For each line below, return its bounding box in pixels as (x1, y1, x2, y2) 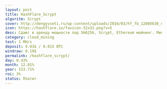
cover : (5, 21, 19, 26)
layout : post (5, 7, 32, 12)
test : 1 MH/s (5, 40, 32, 44)
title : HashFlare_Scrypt (5, 12, 57, 17)
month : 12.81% (5, 62, 35, 67)
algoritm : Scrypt (5, 16, 41, 21)
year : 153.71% (5, 67, 35, 72)
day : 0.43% (5, 58, 28, 63)
